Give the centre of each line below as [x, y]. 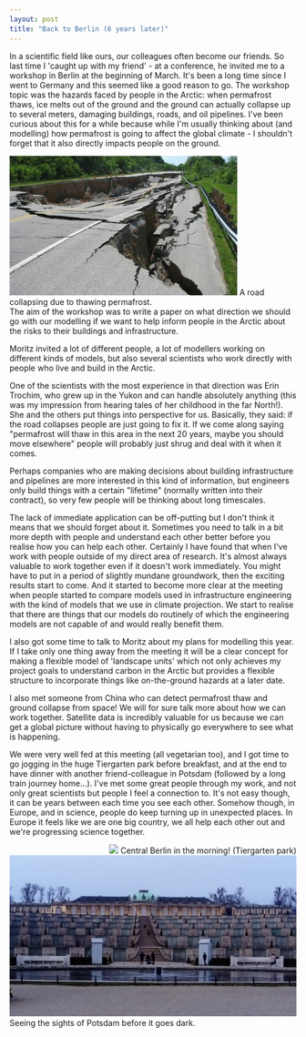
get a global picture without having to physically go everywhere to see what [152, 727]
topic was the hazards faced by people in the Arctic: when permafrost [141, 95]
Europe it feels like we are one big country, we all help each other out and [147, 822]
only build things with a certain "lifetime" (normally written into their [136, 490]
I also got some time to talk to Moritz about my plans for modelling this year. [152, 641]
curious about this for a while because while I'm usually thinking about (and [151, 124]
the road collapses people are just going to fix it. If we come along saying [147, 424]
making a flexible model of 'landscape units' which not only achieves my [145, 661]
